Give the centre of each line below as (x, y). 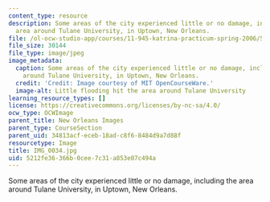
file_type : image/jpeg (46, 53)
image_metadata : (35, 61)
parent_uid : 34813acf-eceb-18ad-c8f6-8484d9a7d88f (95, 135)
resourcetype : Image (43, 143)
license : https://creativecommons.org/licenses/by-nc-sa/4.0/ (115, 105)
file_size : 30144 (37, 46)
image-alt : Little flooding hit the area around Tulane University (131, 91)
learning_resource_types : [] (57, 98)
